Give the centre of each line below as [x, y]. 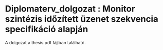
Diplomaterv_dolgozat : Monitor [70, 9]
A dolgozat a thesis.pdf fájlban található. [45, 42]
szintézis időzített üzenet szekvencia [82, 19]
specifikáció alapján [47, 29]
